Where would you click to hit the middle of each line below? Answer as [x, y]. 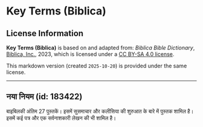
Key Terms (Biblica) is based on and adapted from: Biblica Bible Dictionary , [101, 48]
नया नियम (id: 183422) [44, 97]
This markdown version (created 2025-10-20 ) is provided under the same [97, 66]
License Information [45, 33]
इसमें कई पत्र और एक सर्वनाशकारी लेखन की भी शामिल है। [61, 118]
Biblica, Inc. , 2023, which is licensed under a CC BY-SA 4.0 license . [90, 54]
